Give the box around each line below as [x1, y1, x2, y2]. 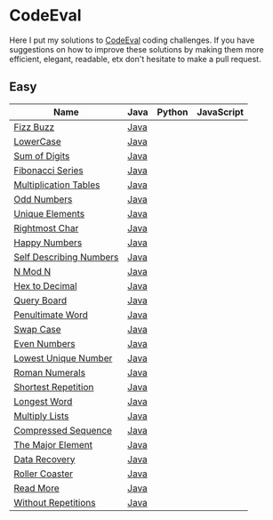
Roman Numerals [13, 366, 86, 379]
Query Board [13, 294, 68, 307]
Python [157, 106, 189, 118]
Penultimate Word [13, 308, 89, 321]
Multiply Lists [13, 410, 69, 422]
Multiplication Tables [13, 179, 100, 191]
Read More [13, 482, 60, 494]
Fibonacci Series [13, 164, 84, 176]
